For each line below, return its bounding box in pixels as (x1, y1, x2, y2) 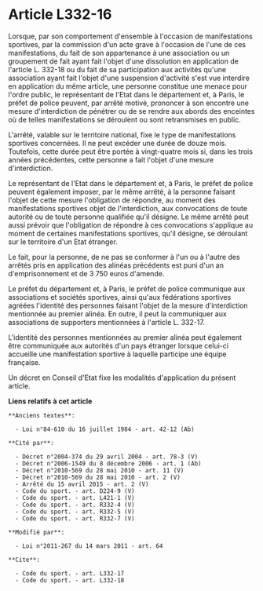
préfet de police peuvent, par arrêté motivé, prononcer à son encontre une (8, 98, 250, 108)
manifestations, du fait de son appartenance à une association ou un (8, 48, 230, 57)
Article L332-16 (8, 5, 112, 24)
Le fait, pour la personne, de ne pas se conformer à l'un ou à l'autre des (8, 252, 241, 261)
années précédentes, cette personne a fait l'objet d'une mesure (8, 155, 214, 164)
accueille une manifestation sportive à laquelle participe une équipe (8, 349, 227, 359)
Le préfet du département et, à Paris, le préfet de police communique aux (8, 284, 246, 294)
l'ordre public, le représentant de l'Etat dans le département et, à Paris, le (8, 89, 245, 99)
